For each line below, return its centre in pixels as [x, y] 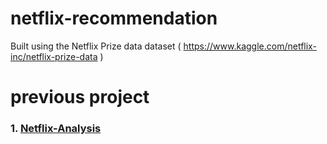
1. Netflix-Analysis [56, 129]
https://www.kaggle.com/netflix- [250, 46]
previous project [80, 97]
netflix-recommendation [114, 18]
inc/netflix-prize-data [54, 56]
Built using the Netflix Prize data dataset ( [96, 46]
